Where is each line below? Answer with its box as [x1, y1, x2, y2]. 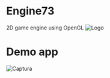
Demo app [6, 45, 58, 59]
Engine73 [6, 4, 55, 18]
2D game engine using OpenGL [6, 24, 84, 31]
